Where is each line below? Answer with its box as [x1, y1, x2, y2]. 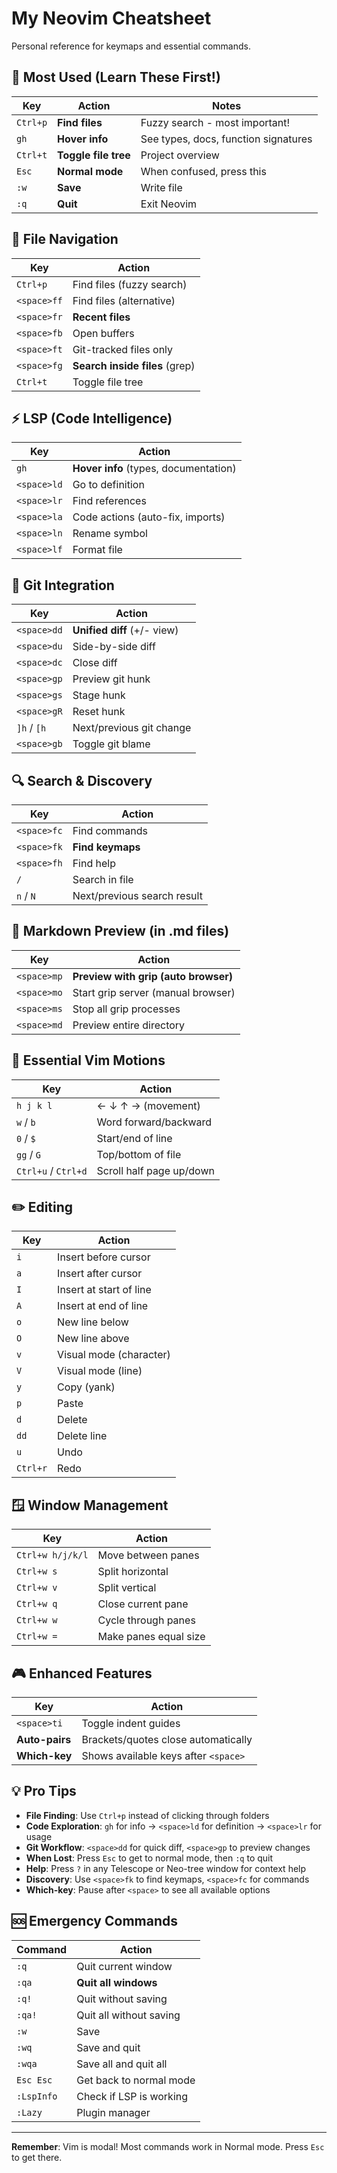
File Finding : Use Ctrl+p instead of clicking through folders [25, 1809, 270, 1821]
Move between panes [97, 1548, 200, 1562]
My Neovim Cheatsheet [11, 7, 212, 30]
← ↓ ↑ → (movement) [96, 1098, 201, 1112]
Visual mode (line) [57, 1364, 143, 1378]
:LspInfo [16, 2090, 58, 2102]
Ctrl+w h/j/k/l [16, 1550, 89, 1561]
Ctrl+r [16, 1463, 48, 1474]
